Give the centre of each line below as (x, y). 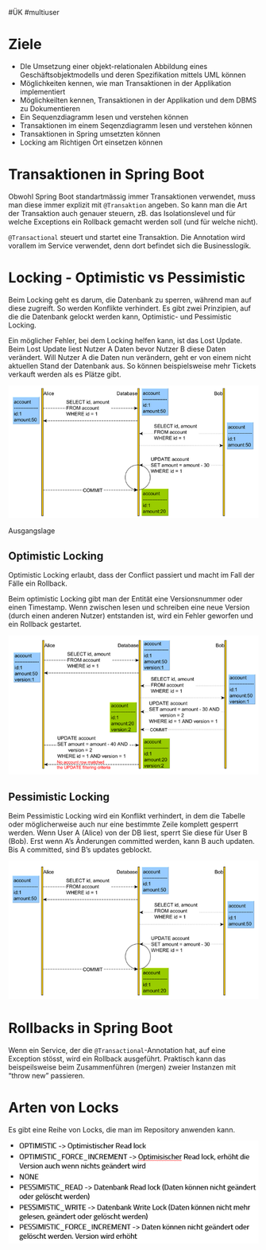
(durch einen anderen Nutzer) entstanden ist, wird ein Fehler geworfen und (131, 616)
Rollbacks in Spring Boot (91, 1028)
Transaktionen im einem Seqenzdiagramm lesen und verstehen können (136, 125)
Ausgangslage (32, 531)
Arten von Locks (64, 1107)
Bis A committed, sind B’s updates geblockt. (80, 849)
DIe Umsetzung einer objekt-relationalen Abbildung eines (114, 66)
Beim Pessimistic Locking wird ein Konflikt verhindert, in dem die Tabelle (127, 815)
